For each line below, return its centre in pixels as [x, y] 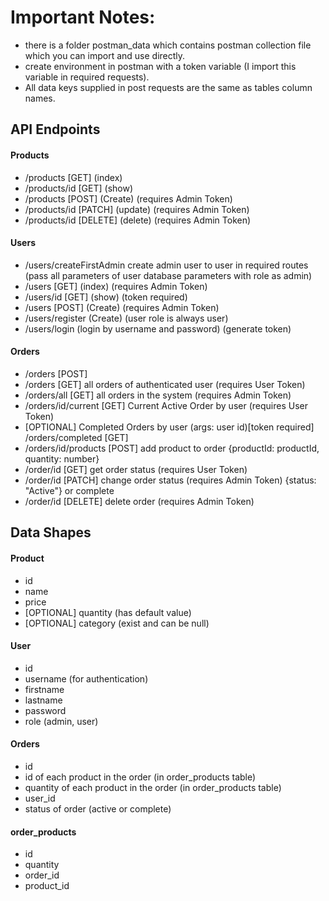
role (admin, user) [61, 721]
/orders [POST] [56, 373]
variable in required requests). [87, 77]
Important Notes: [83, 17]
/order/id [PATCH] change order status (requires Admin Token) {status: [170, 480]
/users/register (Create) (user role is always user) [126, 318]
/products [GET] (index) [73, 177]
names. [40, 98]
